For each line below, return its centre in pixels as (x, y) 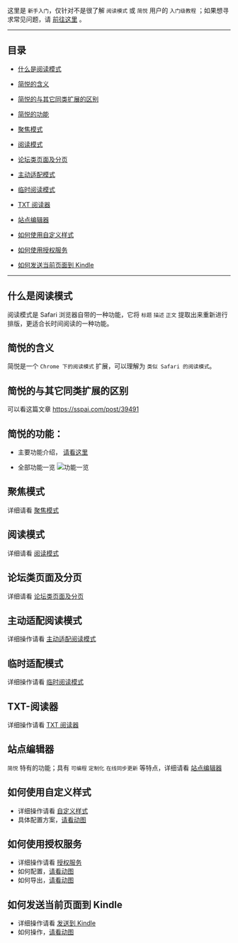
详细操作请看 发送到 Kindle (57, 923)
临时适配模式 (35, 663)
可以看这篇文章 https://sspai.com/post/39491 (73, 409)
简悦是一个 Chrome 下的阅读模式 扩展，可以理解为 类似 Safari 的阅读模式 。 (112, 366)
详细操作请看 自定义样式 (53, 810)
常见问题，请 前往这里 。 (49, 19)
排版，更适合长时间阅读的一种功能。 (60, 323)
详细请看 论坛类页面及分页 (45, 596)
